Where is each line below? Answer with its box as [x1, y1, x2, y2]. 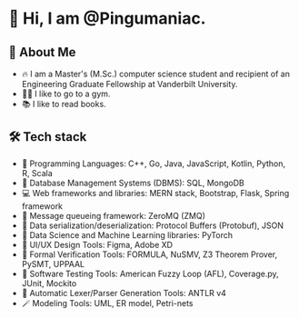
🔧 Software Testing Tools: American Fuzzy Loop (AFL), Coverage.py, [21, 268, 279, 279]
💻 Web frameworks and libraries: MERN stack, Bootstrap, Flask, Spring [21, 187, 290, 198]
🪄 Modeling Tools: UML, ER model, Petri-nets [21, 297, 194, 308]
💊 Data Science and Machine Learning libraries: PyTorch [21, 229, 234, 240]
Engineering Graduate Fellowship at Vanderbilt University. [21, 79, 238, 89]
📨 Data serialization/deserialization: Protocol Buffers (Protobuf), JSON [21, 220, 284, 231]
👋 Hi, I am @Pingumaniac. [8, 8, 206, 29]
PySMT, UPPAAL [21, 258, 85, 269]
